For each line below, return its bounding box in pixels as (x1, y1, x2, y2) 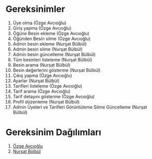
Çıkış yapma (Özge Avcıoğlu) (12, 72, 73, 78)
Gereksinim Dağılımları (5, 127, 101, 138)
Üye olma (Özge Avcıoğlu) (12, 20, 67, 26)
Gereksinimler (5, 3, 65, 15)
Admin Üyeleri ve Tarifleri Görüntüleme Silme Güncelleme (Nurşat (12, 104, 148, 110)
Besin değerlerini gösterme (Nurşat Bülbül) (12, 67, 101, 73)
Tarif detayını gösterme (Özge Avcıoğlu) (12, 93, 95, 100)
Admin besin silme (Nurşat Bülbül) (12, 46, 83, 52)
